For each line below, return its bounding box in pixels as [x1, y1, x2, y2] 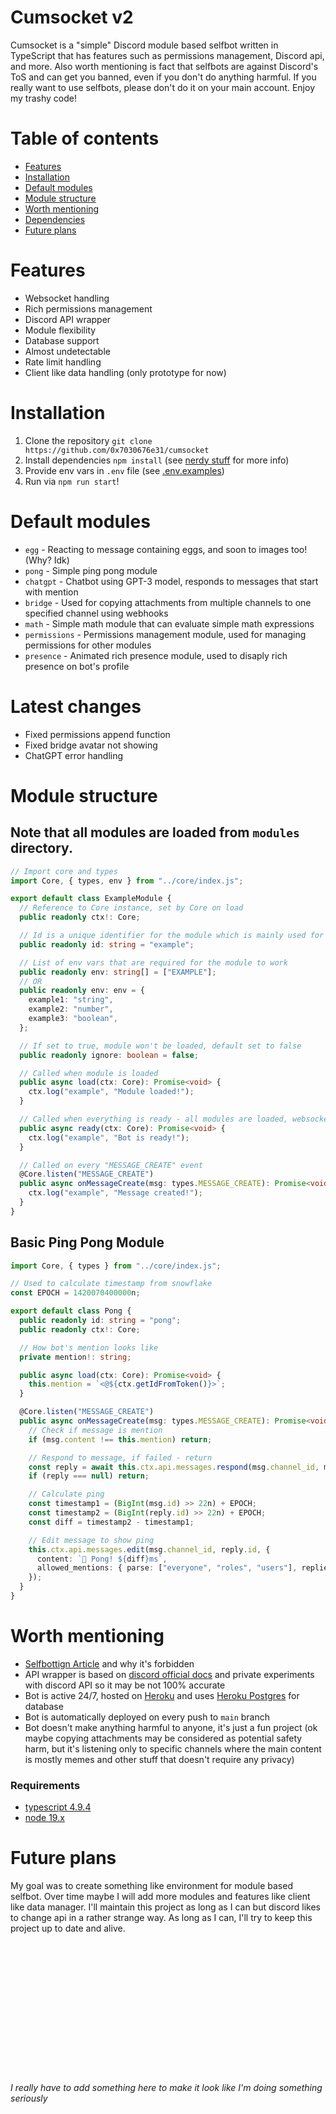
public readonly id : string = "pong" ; [19, 1316, 182, 1326]
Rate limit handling [24, 356, 102, 368]
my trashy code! [10, 92, 77, 104]
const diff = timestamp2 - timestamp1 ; [28, 1517, 195, 1527]
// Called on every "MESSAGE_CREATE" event [19, 1160, 203, 1170]
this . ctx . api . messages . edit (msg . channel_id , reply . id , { [28, 1544, 271, 1555]
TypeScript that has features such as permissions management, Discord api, [10, 49, 325, 61]
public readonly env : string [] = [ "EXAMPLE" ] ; [19, 967, 217, 977]
